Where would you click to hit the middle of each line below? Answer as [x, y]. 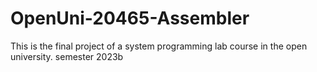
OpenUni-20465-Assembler [130, 18]
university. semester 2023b [67, 56]
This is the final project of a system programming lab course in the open [159, 46]
